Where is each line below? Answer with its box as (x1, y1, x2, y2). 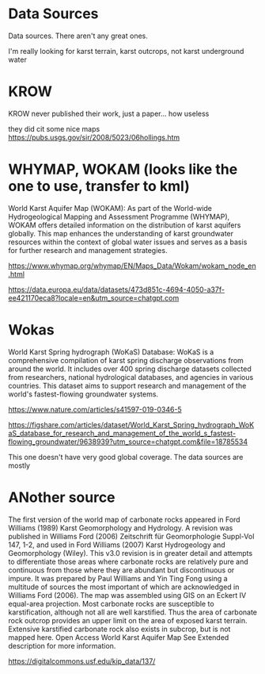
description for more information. (8, 641, 116, 650)
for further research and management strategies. (8, 245, 168, 255)
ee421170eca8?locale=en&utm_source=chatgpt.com (8, 293, 180, 302)
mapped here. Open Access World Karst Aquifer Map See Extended (8, 632, 229, 642)
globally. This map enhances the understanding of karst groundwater (8, 228, 234, 238)
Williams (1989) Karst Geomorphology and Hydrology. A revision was (8, 523, 233, 532)
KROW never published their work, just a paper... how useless (8, 109, 210, 118)
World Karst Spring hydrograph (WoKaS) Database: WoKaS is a (8, 347, 214, 357)
